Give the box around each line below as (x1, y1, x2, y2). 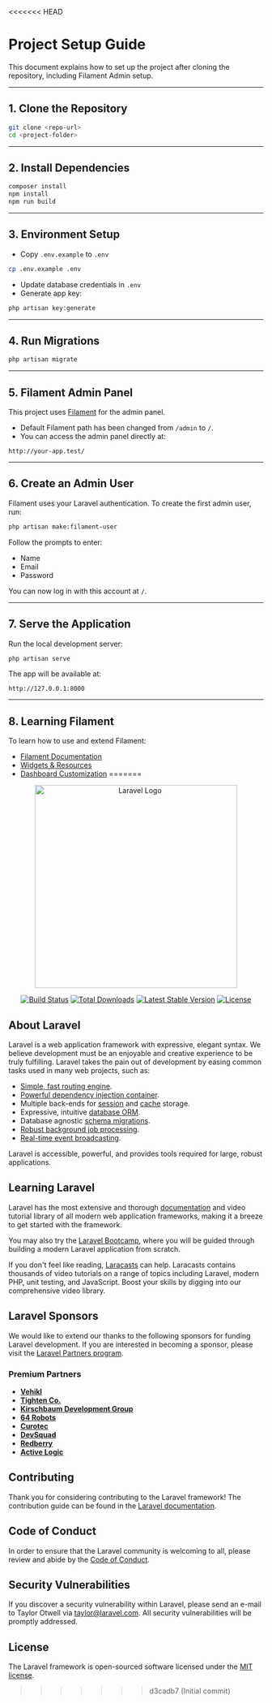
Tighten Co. (19, 1395, 62, 1405)
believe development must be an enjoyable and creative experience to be (8, 1049, 253, 1058)
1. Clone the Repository (8, 101, 128, 116)
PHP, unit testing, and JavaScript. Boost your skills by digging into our (8, 1277, 241, 1287)
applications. (8, 1158, 51, 1167)
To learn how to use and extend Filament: (8, 736, 147, 746)
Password (19, 570, 54, 580)
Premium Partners (8, 1368, 82, 1379)
